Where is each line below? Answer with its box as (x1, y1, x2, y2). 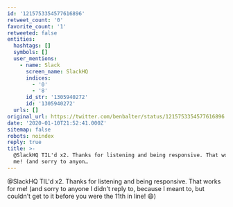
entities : (7, 36, 36, 43)
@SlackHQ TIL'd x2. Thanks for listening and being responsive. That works (7, 177, 221, 186)
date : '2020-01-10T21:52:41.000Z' (7, 119, 107, 127)
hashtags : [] (13, 42, 51, 49)
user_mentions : (13, 55, 58, 62)
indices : (25, 74, 51, 82)
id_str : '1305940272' (25, 94, 89, 101)
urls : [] (13, 107, 39, 114)
